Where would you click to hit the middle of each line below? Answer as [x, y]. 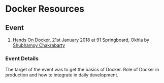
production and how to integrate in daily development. [62, 75]
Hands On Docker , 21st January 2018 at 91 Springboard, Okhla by [81, 40]
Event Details [22, 58]
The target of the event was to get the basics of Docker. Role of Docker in [82, 70]
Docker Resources [45, 9]
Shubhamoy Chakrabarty [39, 45]
